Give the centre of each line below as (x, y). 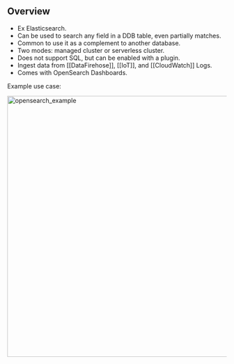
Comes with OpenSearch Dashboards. (72, 72)
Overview (29, 11)
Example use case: (34, 86)
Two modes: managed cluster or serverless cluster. (91, 50)
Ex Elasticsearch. (42, 28)
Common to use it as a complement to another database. (99, 43)
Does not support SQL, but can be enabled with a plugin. (99, 58)
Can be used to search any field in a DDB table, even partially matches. (119, 35)
